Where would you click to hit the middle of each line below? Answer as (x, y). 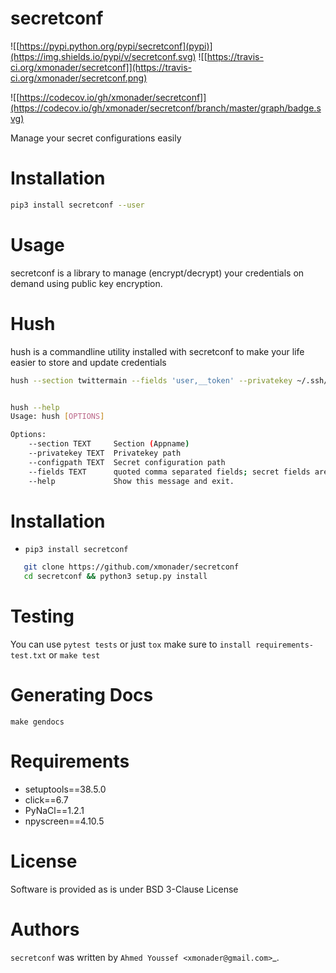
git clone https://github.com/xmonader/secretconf (131, 567)
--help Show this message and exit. (131, 481)
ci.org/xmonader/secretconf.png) (79, 78)
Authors (45, 929)
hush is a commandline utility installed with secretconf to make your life (157, 351)
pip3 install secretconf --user (77, 205)
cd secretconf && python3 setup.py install (115, 577)
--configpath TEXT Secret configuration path (127, 462)
